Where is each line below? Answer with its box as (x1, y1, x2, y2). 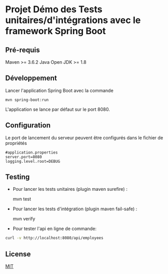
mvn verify (12, 216, 36, 222)
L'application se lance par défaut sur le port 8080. (5, 106, 110, 112)
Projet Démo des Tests (5, 4, 103, 15)
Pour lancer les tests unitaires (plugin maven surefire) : (12, 186, 128, 192)
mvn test (12, 196, 32, 202)
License (5, 250, 31, 258)
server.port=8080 (5, 154, 42, 159)
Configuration (5, 121, 51, 130)
